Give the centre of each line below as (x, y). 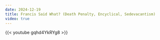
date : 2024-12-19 (23, 10)
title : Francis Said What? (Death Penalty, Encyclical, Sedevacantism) (80, 14)
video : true (17, 19)
